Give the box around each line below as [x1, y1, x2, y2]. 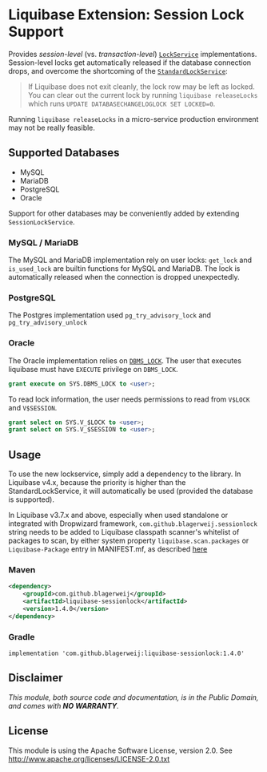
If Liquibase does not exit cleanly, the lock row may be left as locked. [27, 82, 256, 91]
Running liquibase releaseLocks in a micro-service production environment [8, 114, 259, 123]
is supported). [8, 495, 54, 504]
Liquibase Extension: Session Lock [8, 6, 245, 24]
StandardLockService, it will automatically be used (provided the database [8, 487, 253, 496]
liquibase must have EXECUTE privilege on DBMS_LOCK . [8, 364, 178, 374]
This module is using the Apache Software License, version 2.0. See [8, 746, 233, 755]
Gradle [8, 631, 35, 642]
